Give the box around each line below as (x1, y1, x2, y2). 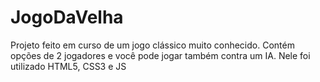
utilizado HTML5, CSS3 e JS (10, 60, 127, 72)
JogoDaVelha (10, 6, 124, 29)
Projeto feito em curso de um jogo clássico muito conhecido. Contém (10, 39, 295, 51)
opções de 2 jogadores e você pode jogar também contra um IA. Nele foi (10, 49, 311, 61)
